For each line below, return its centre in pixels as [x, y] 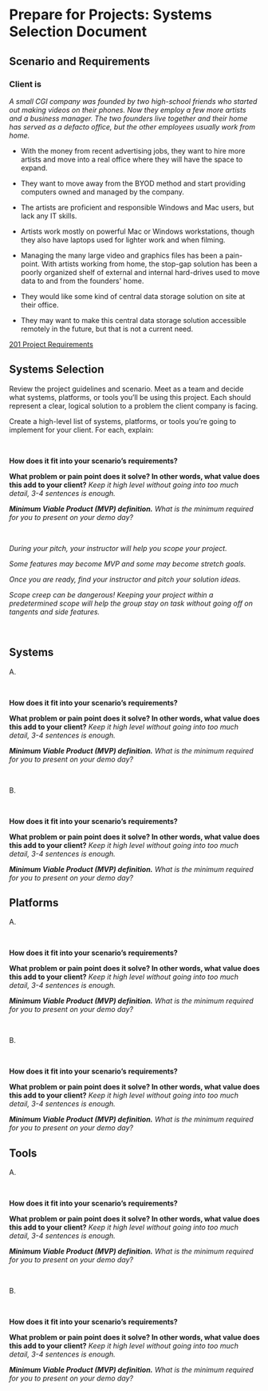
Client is [26, 84]
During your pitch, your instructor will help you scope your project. [118, 548]
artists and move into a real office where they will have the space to [132, 159]
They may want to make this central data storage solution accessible [133, 320]
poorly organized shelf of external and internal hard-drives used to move [140, 272]
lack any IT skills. [49, 216]
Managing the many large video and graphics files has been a [122, 255]
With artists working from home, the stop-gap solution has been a [149, 264]
